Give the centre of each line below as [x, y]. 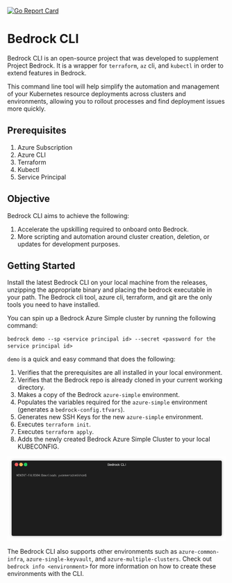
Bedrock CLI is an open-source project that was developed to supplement [113, 58]
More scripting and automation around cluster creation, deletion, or [113, 236]
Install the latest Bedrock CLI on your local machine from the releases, [108, 283]
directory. [31, 387]
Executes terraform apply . [56, 432]
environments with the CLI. [46, 573]
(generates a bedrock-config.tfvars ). [71, 410]
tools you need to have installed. [53, 305]
